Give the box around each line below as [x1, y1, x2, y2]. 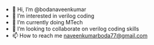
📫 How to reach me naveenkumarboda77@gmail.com [12, 32, 148, 39]
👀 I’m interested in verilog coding [12, 12, 95, 19]
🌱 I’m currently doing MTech [12, 19, 83, 26]
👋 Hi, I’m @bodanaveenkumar [12, 6, 87, 13]
